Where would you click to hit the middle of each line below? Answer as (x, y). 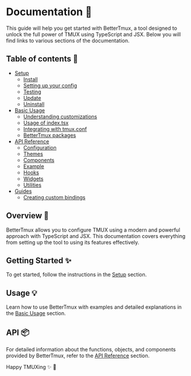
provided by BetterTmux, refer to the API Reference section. (78, 356)
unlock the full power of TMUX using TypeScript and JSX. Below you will (93, 34)
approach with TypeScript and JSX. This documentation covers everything (96, 236)
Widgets (33, 178)
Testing (32, 92)
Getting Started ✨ (39, 261)
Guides (23, 191)
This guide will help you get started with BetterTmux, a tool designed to (92, 28)
